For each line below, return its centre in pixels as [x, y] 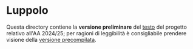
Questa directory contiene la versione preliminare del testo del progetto [96, 27]
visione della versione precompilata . [51, 39]
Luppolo [27, 10]
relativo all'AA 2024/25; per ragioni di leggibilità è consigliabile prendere [96, 33]
